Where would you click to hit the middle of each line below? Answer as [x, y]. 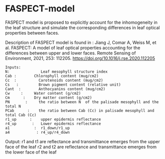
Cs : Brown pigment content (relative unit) [63, 85]
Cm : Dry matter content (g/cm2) [49, 98]
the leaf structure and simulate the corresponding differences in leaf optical [82, 27]
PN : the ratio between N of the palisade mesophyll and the [82, 102]
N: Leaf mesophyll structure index [56, 72]
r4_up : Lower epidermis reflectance [53, 124]
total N [13, 106]
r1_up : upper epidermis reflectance [53, 119]
